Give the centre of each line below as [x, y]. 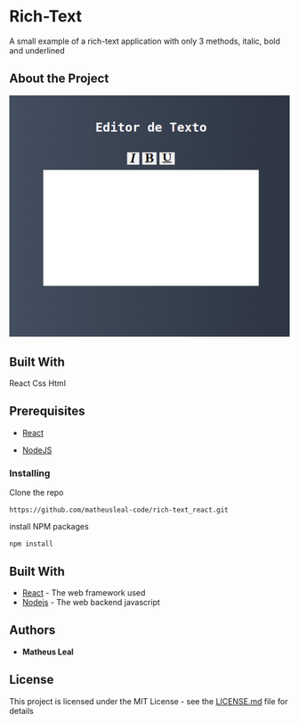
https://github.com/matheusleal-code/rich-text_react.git [119, 510]
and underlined [37, 50]
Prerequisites [47, 411]
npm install [31, 544]
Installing [30, 472]
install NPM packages [49, 527]
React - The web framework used [84, 592]
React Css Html [38, 383]
